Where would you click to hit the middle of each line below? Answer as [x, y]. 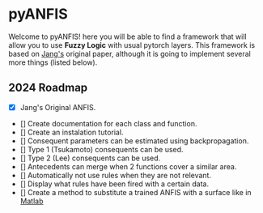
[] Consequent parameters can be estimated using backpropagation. [134, 141]
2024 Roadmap [48, 88]
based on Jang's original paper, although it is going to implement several [129, 53]
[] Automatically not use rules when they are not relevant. [116, 175]
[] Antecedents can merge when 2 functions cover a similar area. [128, 166]
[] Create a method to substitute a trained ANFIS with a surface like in [136, 192]
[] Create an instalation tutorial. [72, 132]
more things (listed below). [53, 62]
